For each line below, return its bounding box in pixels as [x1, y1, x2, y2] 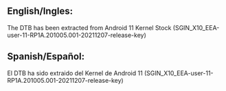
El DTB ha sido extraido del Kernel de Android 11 [7, 68, 143, 77]
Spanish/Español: [7, 51, 84, 62]
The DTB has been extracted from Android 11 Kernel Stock [7, 23, 172, 31]
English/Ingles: [7, 5, 74, 17]
